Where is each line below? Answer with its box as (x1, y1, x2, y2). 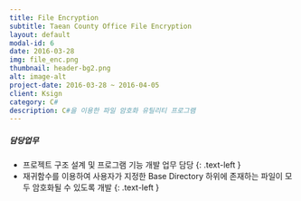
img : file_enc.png (9, 55, 79, 64)
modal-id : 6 (9, 38, 54, 48)
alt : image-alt (9, 72, 67, 81)
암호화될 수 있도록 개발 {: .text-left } (32, 182, 160, 193)
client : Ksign (9, 89, 63, 98)
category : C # (9, 97, 59, 107)
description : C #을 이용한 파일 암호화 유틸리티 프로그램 (9, 106, 196, 115)
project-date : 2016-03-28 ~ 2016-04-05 (9, 81, 160, 90)
